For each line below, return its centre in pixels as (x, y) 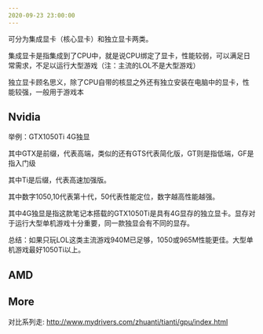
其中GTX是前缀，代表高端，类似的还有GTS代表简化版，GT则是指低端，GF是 (131, 153)
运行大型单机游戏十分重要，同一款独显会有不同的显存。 (104, 223)
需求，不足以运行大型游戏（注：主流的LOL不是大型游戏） (107, 65)
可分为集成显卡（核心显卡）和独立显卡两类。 (80, 39)
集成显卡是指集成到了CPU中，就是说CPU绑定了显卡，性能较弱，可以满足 (126, 55)
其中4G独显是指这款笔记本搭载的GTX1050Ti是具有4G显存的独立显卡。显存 (128, 214)
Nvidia (24, 117)
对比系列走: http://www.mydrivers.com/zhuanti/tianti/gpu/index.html (118, 321)
